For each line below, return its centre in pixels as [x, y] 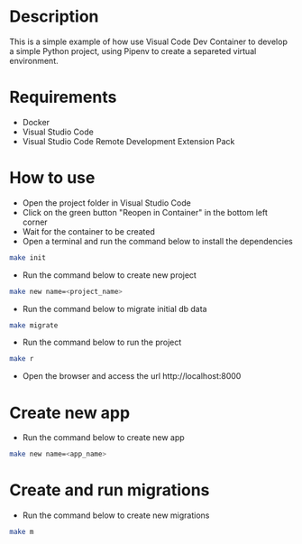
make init [28, 258]
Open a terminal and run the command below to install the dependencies [157, 241]
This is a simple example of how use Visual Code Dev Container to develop [149, 41]
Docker [36, 122]
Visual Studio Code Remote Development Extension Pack [128, 141]
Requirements [63, 97]
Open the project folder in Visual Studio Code [106, 203]
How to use [52, 178]
